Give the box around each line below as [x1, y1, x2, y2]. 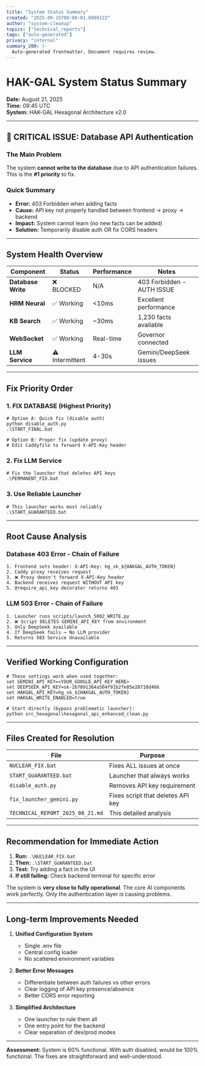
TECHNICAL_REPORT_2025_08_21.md [9, 809, 104, 817]
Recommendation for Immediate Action [6, 836, 159, 847]
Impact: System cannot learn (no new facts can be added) [15, 219, 163, 227]
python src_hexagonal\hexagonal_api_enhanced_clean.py [6, 711, 149, 717]
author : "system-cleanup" [6, 20, 72, 26]
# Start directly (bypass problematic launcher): [6, 705, 135, 711]
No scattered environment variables [24, 955, 115, 962]
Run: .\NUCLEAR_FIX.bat [15, 852, 76, 860]
